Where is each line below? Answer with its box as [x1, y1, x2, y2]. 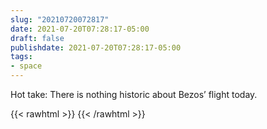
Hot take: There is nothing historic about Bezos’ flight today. [10, 89, 258, 100]
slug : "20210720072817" [10, 14, 110, 25]
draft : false [10, 33, 65, 43]
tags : [10, 52, 33, 62]
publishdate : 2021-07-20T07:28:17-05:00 [10, 42, 182, 53]
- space [10, 61, 43, 71]
